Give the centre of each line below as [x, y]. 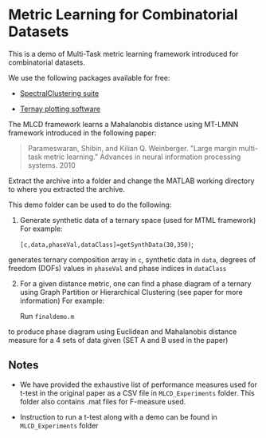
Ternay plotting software [60, 109]
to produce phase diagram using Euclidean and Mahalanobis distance [123, 331]
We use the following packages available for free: [89, 78]
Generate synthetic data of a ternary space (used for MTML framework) [138, 220]
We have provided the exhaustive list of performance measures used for [138, 384]
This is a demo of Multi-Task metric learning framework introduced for [123, 54]
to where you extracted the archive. [66, 189]
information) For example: [62, 301]
